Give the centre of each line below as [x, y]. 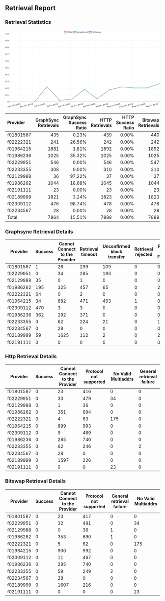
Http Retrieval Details [31, 357]
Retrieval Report [30, 8]
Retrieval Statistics [28, 22]
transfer [116, 257]
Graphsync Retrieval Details [39, 232]
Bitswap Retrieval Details [36, 481]
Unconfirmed [116, 246]
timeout [89, 254]
